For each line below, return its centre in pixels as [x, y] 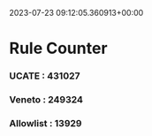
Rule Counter [58, 49]
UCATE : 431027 [45, 76]
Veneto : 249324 [46, 100]
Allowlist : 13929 [46, 123]
